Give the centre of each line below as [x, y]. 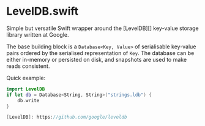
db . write [28, 100]
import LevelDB [26, 89]
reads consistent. [28, 66]
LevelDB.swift [43, 11]
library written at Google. [38, 34]
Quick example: [26, 78]
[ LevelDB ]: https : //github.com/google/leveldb [67, 117]
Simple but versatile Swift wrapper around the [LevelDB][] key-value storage [102, 28]
